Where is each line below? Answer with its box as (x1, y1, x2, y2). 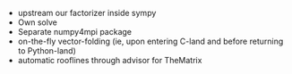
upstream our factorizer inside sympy (17, 8, 157, 18)
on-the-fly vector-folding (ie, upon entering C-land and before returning (17, 36, 284, 46)
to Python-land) (17, 45, 76, 56)
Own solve (17, 17, 58, 28)
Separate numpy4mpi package (17, 27, 133, 37)
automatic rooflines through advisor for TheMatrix (17, 55, 202, 65)
